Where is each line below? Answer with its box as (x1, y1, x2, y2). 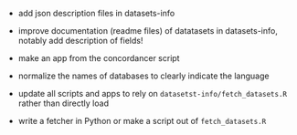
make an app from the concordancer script (17, 53, 180, 63)
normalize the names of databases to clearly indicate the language (17, 70, 270, 81)
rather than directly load (17, 98, 110, 109)
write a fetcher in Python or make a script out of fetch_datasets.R (17, 116, 267, 126)
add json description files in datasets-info (17, 8, 175, 18)
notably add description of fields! (17, 36, 143, 46)
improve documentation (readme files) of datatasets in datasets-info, (17, 26, 279, 36)
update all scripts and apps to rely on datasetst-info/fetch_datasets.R (17, 88, 288, 99)
